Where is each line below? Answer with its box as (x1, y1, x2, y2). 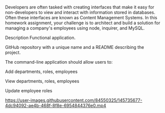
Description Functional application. (5, 35, 76, 40)
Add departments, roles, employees (5, 69, 78, 75)
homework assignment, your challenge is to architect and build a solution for (5, 20, 161, 26)
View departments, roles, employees (5, 78, 80, 84)
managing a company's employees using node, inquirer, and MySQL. (5, 25, 145, 31)
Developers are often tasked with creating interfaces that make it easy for (5, 4, 154, 10)
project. (5, 49, 21, 55)
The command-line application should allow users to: (5, 59, 113, 65)
